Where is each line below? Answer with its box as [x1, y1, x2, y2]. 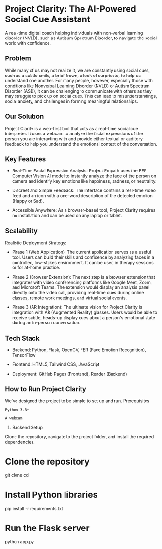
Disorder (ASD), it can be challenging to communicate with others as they [5, 88, 152, 94]
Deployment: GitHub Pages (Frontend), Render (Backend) [12, 371, 127, 377]
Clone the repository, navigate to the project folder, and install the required [5, 434, 154, 439]
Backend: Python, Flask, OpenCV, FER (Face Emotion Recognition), [12, 347, 146, 353]
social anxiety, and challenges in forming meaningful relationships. [5, 98, 138, 104]
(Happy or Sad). [12, 198, 45, 204]
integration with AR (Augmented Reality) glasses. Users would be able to [12, 309, 158, 315]
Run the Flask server [5, 522, 90, 533]
